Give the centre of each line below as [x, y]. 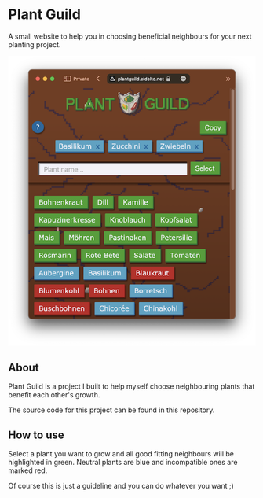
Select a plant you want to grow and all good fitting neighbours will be [121, 454]
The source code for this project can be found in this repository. [111, 410]
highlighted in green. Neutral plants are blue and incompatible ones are [123, 463]
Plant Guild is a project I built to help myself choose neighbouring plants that [131, 386]
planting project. [35, 44]
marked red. [28, 470]
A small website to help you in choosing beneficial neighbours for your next [130, 36]
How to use [36, 435]
